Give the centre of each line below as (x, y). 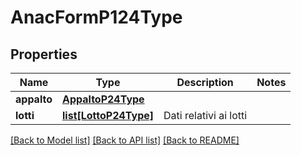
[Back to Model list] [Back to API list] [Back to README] (125, 140)
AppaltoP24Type (103, 99)
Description (205, 82)
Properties (44, 54)
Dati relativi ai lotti (205, 115)
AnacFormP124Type (96, 17)
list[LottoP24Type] (108, 115)
